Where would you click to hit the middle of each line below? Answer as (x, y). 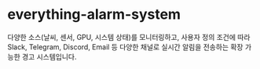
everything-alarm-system (94, 15)
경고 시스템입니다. (49, 56)
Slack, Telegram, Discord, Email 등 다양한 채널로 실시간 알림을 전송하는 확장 (125, 47)
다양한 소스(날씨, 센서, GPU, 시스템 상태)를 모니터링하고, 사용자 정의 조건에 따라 (129, 37)
